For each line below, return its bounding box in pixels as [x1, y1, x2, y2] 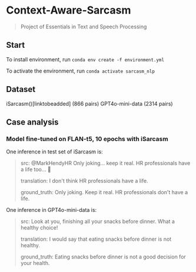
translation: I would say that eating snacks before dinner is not [20, 235, 172, 242]
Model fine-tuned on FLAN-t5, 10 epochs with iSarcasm [6, 135, 169, 143]
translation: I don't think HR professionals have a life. [20, 178, 148, 185]
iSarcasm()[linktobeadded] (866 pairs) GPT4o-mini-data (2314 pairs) [6, 100, 173, 107]
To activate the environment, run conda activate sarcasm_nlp [6, 67, 155, 74]
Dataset [6, 84, 36, 94]
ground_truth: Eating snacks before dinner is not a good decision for [20, 253, 187, 260]
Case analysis [6, 117, 59, 127]
